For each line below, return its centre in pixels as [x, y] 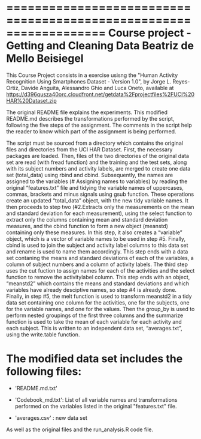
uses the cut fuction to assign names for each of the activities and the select [100, 270]
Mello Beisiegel [45, 59]
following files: [44, 371]
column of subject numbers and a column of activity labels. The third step [97, 264]
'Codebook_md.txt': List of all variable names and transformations [96, 399]
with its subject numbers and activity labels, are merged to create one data [98, 168]
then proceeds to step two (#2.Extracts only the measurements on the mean [100, 207]
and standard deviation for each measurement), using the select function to [99, 213]
